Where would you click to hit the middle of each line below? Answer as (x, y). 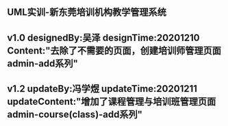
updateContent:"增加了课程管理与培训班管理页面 (112, 102)
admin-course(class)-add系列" (75, 115)
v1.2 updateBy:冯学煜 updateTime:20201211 (102, 89)
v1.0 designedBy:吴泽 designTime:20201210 (103, 37)
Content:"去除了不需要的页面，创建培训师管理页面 (114, 50)
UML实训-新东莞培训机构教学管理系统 (87, 12)
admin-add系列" (43, 63)
